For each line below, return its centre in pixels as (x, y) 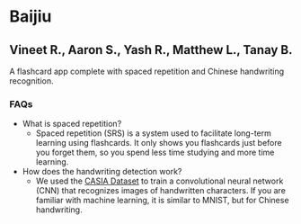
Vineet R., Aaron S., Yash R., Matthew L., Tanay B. (151, 50)
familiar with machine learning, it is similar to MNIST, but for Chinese (162, 201)
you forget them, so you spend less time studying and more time (155, 152)
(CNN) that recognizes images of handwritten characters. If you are (160, 191)
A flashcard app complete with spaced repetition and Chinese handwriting (147, 71)
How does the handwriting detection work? (102, 172)
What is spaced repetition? (72, 124)
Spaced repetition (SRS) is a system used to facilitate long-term (153, 133)
